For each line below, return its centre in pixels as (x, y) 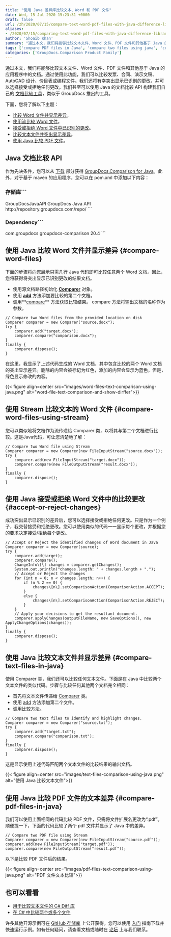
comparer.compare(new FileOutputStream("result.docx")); (76, 464)
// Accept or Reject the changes (50, 574)
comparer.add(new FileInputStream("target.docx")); (70, 460)
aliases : (15, 29)
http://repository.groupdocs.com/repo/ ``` (49, 209)
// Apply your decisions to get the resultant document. (76, 614)
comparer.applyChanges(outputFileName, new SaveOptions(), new (83, 618)
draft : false (19, 19)
